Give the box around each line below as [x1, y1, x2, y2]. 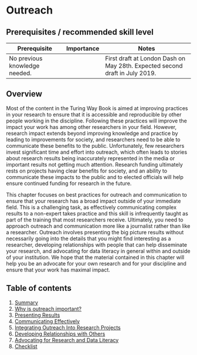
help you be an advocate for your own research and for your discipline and [6, 260, 186, 267]
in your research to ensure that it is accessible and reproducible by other [6, 111, 182, 118]
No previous [9, 54, 43, 62]
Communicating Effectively [14, 317, 80, 324]
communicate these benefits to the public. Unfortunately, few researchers [6, 142, 185, 149]
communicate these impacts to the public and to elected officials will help [6, 173, 184, 180]
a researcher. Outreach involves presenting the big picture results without [6, 228, 184, 235]
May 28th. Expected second [105, 62, 183, 69]
